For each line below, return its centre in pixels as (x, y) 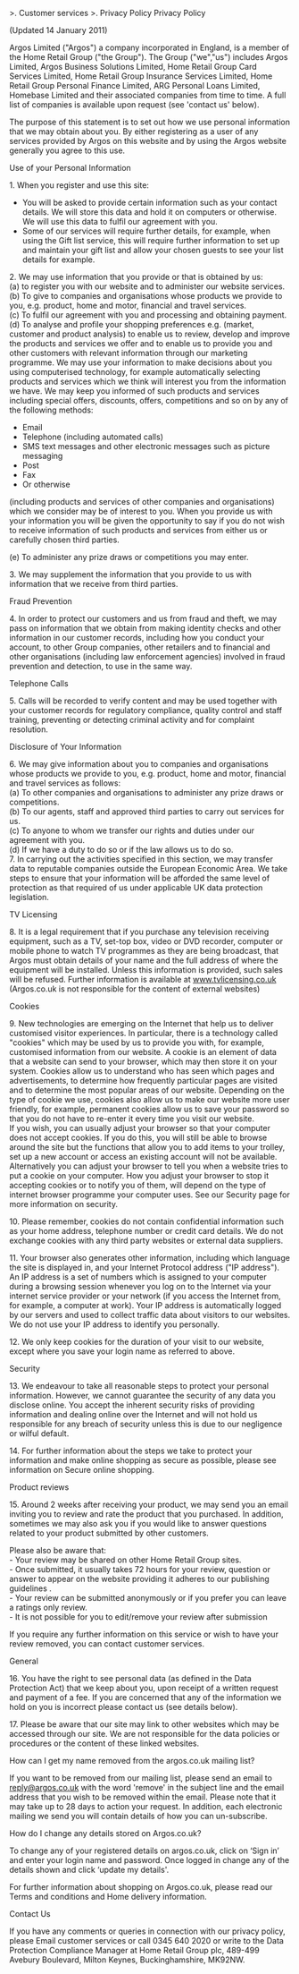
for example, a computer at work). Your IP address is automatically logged (145, 1305)
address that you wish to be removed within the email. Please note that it (143, 1797)
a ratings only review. (48, 1607)
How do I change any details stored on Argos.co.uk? (105, 1833)
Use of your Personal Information (70, 168)
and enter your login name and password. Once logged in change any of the (149, 1860)
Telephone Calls (39, 683)
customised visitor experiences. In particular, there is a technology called (144, 1033)
